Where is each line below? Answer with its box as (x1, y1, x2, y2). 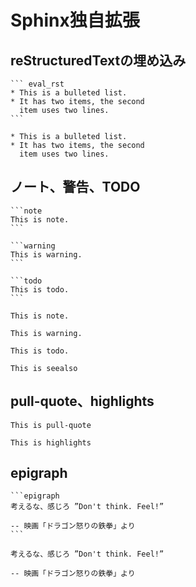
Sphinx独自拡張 (10, 9, 140, 32)
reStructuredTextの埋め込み (10, 52, 187, 69)
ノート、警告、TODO (10, 179, 141, 196)
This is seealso (10, 363, 78, 373)
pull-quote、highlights (10, 393, 155, 410)
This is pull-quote (10, 420, 92, 430)
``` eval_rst (10, 79, 65, 89)
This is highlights (10, 437, 92, 448)
